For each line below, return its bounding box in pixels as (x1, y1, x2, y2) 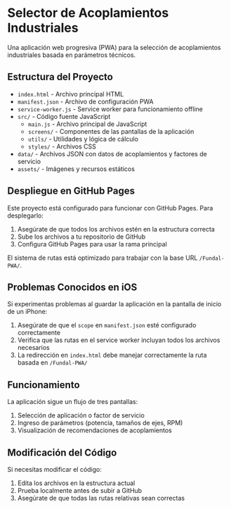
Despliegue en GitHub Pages (7, 185, 136, 197)
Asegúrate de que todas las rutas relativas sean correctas (17, 494, 185, 502)
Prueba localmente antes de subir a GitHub (17, 486, 143, 494)
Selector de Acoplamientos (7, 5, 169, 21)
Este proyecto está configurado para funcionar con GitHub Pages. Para (7, 203, 213, 212)
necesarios (17, 344, 51, 352)
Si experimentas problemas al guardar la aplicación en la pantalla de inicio (7, 300, 222, 308)
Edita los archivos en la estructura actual (17, 479, 136, 487)
